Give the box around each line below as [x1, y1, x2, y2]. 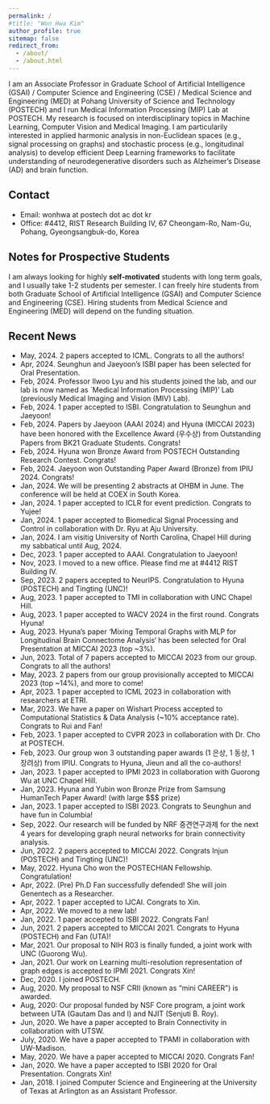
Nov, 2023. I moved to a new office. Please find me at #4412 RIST [19, 558, 239, 568]
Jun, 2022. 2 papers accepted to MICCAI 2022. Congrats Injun [19, 846, 229, 856]
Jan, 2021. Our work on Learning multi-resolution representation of [19, 958, 243, 968]
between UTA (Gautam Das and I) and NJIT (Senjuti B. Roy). [19, 1009, 219, 1018]
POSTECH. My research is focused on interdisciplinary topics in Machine [8, 113, 251, 123]
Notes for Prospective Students [8, 250, 171, 264]
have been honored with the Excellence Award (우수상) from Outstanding [19, 429, 261, 439]
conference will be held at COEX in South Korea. [19, 489, 181, 499]
